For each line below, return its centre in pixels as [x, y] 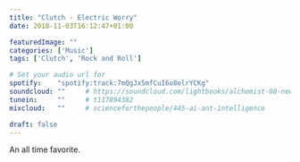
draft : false [33, 124]
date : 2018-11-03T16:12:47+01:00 [71, 26]
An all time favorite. [45, 149]
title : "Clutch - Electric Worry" [74, 17]
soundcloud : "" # [50, 91]
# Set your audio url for [57, 75]
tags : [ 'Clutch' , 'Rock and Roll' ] [75, 59]
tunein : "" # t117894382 [71, 99]
